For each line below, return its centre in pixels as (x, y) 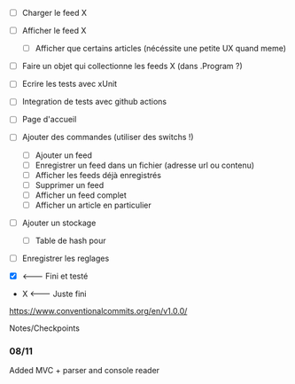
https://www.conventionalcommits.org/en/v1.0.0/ (98, 311)
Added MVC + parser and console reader (85, 371)
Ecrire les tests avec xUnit (70, 84)
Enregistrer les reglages (66, 258)
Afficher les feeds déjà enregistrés (98, 175)
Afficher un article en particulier (93, 205)
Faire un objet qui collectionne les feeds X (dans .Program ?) (132, 67)
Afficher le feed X (54, 31)
